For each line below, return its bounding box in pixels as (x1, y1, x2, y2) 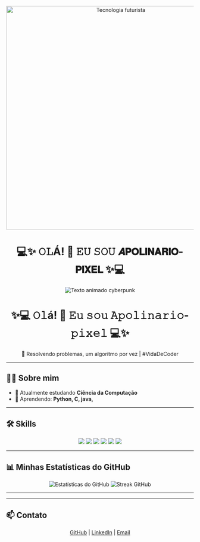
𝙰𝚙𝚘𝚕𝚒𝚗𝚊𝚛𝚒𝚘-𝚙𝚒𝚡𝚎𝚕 (110, 309, 189, 322)
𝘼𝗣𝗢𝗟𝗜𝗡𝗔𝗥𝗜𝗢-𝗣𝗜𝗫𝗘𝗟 (117, 245, 183, 259)
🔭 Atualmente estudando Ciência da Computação (14, 389, 138, 396)
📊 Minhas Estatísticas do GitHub (6, 462, 131, 472)
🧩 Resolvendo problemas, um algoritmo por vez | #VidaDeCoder (21, 350, 179, 357)
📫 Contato (6, 510, 48, 520)
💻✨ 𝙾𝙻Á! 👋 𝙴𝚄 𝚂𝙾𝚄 (17, 245, 116, 259)
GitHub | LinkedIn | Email (70, 529, 130, 536)
